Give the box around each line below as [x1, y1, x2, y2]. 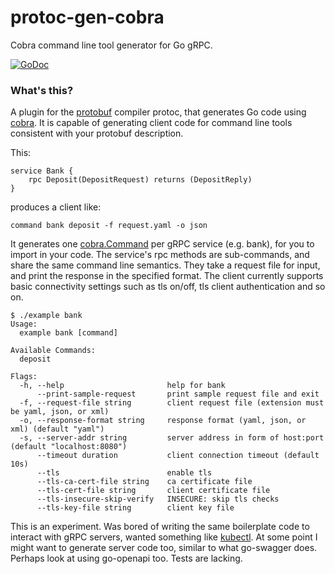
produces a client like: [10, 201, 102, 213]
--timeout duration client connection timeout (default [36, 451, 320, 461]
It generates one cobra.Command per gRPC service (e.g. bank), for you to [10, 238, 315, 250]
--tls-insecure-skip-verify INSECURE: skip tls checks [36, 494, 280, 505]
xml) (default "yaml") [10, 424, 105, 435]
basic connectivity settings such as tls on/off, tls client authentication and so [10, 281, 326, 293]
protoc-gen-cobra [10, 6, 165, 29]
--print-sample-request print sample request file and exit [36, 389, 320, 400]
